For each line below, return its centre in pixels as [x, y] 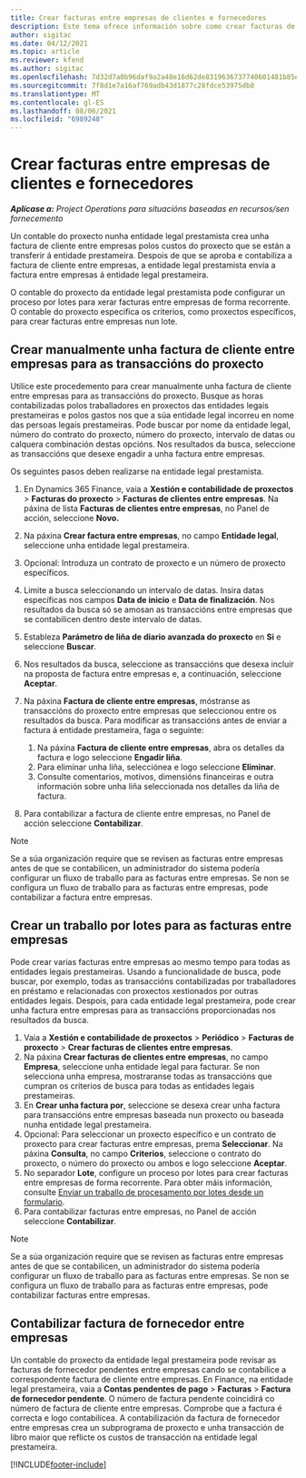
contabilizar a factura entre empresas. [82, 897]
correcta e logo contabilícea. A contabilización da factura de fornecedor [145, 1418]
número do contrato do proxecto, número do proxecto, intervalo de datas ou [153, 434]
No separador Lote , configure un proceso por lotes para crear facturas [156, 1172]
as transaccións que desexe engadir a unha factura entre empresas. [138, 453]
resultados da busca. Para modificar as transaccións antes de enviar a [155, 720]
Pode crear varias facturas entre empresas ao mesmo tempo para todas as [150, 961]
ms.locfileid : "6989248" [57, 119]
